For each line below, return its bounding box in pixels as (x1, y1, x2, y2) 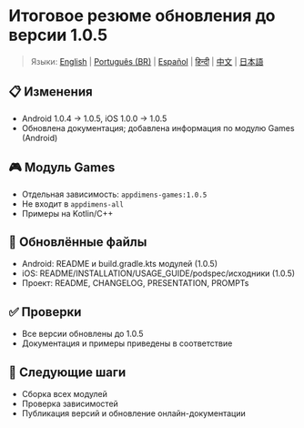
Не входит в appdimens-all (21, 198, 125, 209)
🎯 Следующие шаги (8, 364, 127, 380)
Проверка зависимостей (21, 398, 119, 409)
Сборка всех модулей (21, 389, 108, 399)
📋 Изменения (8, 84, 93, 100)
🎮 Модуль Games (8, 160, 116, 176)
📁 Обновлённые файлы (8, 234, 147, 250)
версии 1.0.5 (8, 25, 108, 46)
